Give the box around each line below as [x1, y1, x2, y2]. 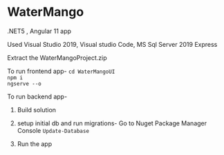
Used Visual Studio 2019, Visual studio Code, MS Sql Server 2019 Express [7, 40, 218, 48]
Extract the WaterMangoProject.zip [7, 53, 107, 62]
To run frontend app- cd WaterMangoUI [7, 67, 115, 75]
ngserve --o [7, 80, 41, 87]
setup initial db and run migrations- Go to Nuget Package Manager [17, 118, 207, 127]
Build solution [17, 105, 57, 114]
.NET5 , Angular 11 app [7, 27, 71, 35]
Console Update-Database [17, 126, 90, 134]
